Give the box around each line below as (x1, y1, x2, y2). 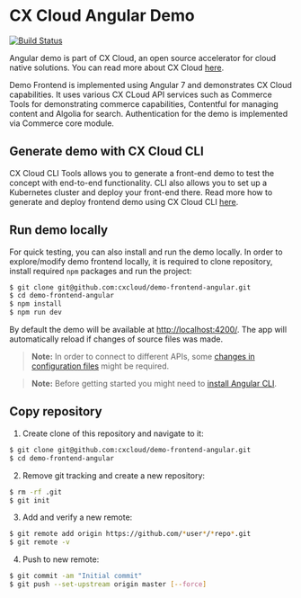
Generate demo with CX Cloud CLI (9, 144, 204, 159)
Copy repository (9, 404, 102, 419)
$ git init (9, 495, 50, 504)
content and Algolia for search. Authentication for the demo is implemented (9, 108, 288, 119)
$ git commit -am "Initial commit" (9, 572, 143, 581)
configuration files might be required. (31, 361, 170, 371)
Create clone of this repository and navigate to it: (22, 428, 204, 439)
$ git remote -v (9, 538, 70, 547)
